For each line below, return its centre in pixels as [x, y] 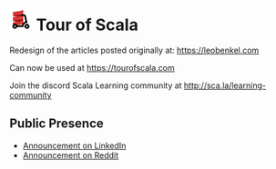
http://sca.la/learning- [225, 85]
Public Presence [56, 124]
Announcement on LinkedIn [74, 145]
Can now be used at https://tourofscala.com [92, 67]
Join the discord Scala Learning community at [96, 85]
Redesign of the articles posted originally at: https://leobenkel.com [134, 50]
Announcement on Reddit [71, 155]
